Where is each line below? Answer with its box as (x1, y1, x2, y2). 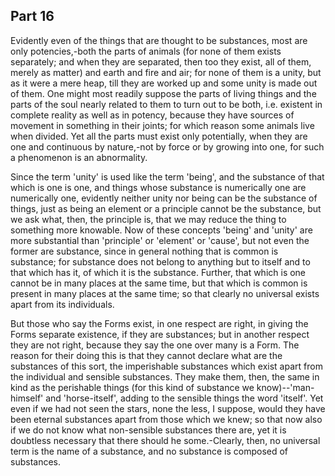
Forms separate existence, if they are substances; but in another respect (10, 328, 310, 340)
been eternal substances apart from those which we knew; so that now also (10, 413, 323, 425)
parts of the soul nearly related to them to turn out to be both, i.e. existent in (10, 98, 323, 110)
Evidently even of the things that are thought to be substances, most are (10, 34, 308, 46)
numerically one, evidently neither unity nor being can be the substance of (10, 192, 318, 204)
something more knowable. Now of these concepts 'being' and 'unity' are (10, 224, 313, 236)
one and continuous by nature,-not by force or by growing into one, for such (10, 140, 325, 153)
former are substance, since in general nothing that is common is (10, 245, 279, 257)
